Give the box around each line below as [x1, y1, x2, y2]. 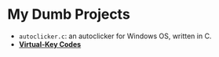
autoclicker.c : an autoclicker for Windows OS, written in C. [18, 31, 212, 41]
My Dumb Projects [7, 5, 130, 23]
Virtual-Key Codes [18, 39, 82, 48]
